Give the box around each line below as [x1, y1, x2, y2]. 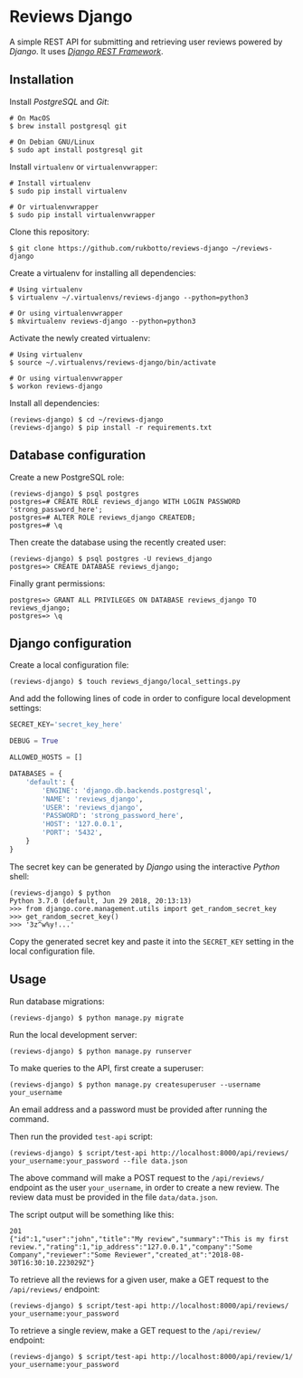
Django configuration [9, 635, 132, 651]
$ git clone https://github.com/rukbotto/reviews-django [9, 243, 229, 252]
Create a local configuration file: [9, 660, 129, 670]
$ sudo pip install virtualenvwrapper [9, 210, 156, 219]
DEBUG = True [9, 737, 59, 746]
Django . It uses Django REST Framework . [9, 45, 164, 56]
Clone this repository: [9, 226, 90, 237]
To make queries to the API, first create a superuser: [9, 1062, 204, 1073]
